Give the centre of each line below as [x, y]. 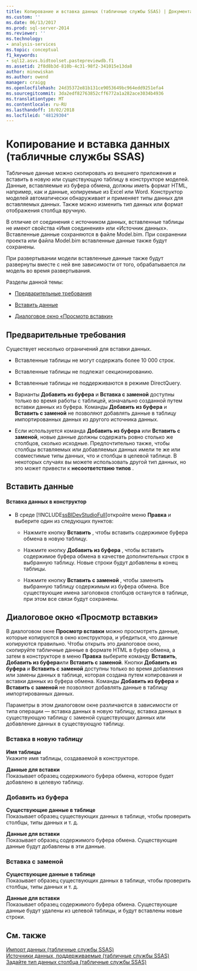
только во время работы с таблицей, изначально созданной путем [98, 401]
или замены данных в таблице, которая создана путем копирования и [94, 675]
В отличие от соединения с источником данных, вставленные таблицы [95, 222]
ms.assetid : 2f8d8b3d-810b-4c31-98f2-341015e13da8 [69, 66]
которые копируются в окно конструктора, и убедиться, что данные [92, 637]
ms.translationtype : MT [35, 99]
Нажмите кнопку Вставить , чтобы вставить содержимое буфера [106, 532]
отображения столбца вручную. [46, 211]
